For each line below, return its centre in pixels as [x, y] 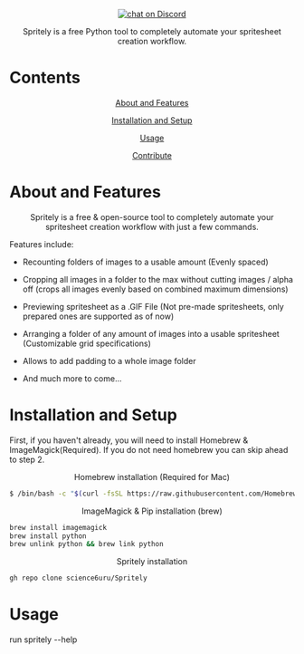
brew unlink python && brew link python [87, 544]
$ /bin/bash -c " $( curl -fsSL [66, 494]
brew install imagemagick [58, 527]
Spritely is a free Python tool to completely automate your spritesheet [152, 31]
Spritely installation [152, 562]
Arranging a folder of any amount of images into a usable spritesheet [151, 333]
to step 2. [27, 459]
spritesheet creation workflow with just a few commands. [152, 226]
